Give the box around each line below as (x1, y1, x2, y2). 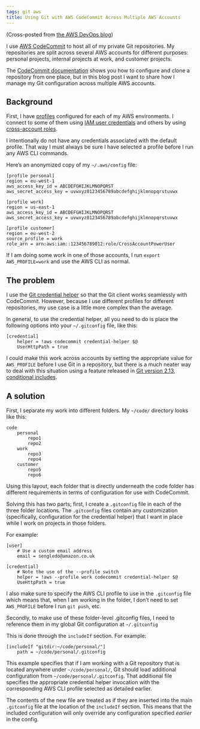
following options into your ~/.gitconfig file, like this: (6, 322, 138, 329)
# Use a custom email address (17, 547, 93, 554)
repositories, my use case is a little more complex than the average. (6, 304, 173, 311)
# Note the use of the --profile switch (17, 568, 119, 575)
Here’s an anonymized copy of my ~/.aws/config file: (6, 161, 137, 168)
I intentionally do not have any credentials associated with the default (6, 137, 177, 144)
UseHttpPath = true (17, 579, 66, 585)
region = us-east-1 (6, 204, 55, 210)
